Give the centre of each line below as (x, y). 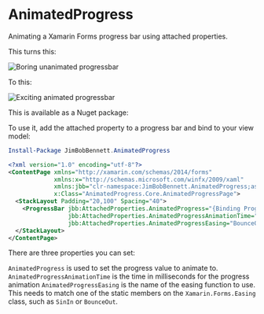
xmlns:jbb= (71, 187)
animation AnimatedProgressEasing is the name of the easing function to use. (132, 285)
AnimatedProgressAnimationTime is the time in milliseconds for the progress (129, 276)
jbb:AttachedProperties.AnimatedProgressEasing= (149, 223)
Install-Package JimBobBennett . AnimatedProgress (89, 150)
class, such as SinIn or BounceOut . (63, 301)
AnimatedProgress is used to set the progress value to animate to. (113, 268)
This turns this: (32, 51)
